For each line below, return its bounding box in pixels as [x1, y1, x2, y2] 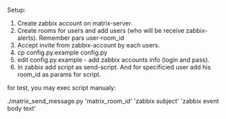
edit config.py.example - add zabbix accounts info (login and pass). [17, 56, 210, 64]
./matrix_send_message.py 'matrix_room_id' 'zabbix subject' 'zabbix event [7, 97, 219, 105]
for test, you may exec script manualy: [7, 84, 116, 91]
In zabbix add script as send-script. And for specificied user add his [17, 63, 211, 71]
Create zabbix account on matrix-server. [17, 19, 133, 27]
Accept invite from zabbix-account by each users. [17, 41, 160, 49]
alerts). [17, 34, 38, 42]
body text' [7, 105, 37, 112]
